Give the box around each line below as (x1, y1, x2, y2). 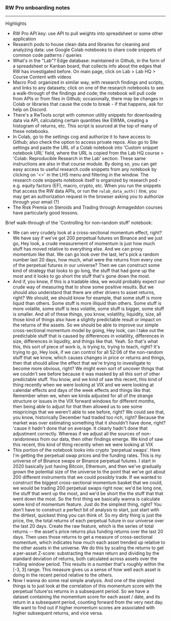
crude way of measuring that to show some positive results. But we (12, 284, 154, 290)
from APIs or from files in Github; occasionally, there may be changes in (12, 96, 163, 102)
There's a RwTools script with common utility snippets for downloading (12, 112, 162, 118)
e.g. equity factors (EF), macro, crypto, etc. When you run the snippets (12, 183, 161, 189)
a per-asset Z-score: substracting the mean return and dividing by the (12, 550, 159, 557)
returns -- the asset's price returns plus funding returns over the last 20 (12, 528, 164, 535)
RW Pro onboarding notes (5, 4, 70, 11)
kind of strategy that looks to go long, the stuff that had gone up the (12, 268, 155, 274)
